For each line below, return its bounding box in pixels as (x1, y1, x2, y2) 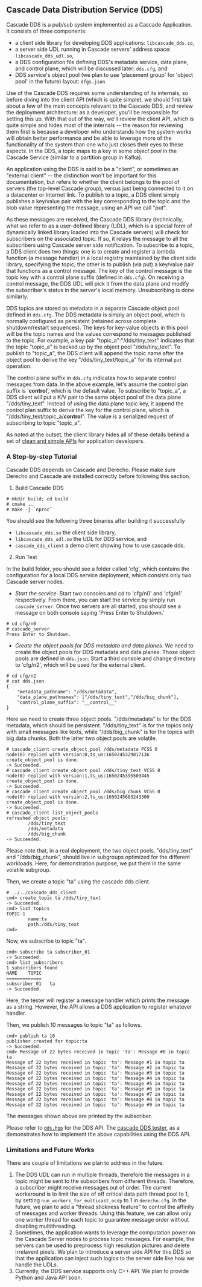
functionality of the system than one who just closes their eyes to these (6, 140, 184, 148)
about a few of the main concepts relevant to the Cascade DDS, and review (6, 102, 194, 110)
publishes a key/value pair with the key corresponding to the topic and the (6, 197, 191, 205)
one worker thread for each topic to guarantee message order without (14, 1216, 189, 1223)
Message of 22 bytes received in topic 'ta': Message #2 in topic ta (6, 1065, 185, 1071)
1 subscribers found (6, 965, 58, 971)
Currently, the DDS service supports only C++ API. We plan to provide (14, 1268, 189, 1275)
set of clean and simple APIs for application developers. (6, 437, 145, 444)
